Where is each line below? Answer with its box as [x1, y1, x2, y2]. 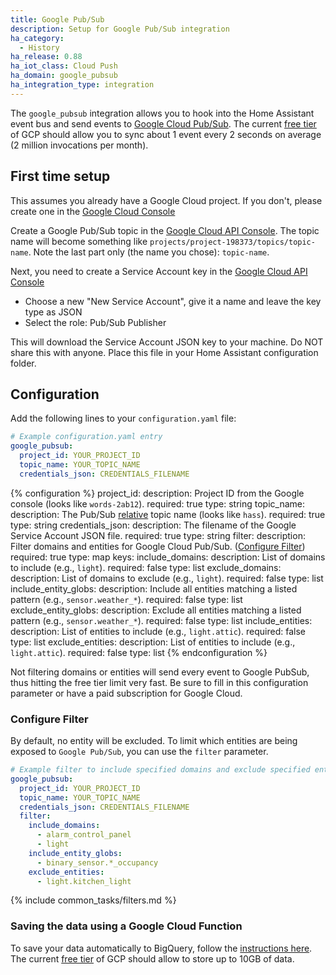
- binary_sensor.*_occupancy [36, 857, 159, 868]
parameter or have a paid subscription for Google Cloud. [10, 687, 243, 699]
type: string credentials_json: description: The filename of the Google [10, 519, 297, 531]
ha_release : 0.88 [10, 52, 83, 62]
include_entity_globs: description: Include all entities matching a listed [10, 582, 298, 595]
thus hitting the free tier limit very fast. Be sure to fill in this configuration [10, 676, 309, 688]
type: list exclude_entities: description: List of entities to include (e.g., [10, 636, 296, 648]
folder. [10, 357, 37, 369]
